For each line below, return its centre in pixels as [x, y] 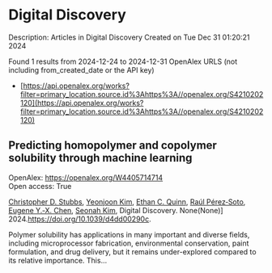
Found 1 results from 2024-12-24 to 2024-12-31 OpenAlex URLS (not [123, 61]
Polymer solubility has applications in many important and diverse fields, [129, 234]
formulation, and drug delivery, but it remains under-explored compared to [132, 251]
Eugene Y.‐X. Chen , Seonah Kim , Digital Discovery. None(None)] [116, 210]
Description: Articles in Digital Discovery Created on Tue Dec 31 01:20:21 [129, 37]
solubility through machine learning [100, 158]
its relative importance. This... [58, 260]
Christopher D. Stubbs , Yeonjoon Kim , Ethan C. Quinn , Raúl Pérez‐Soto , [127, 202]
